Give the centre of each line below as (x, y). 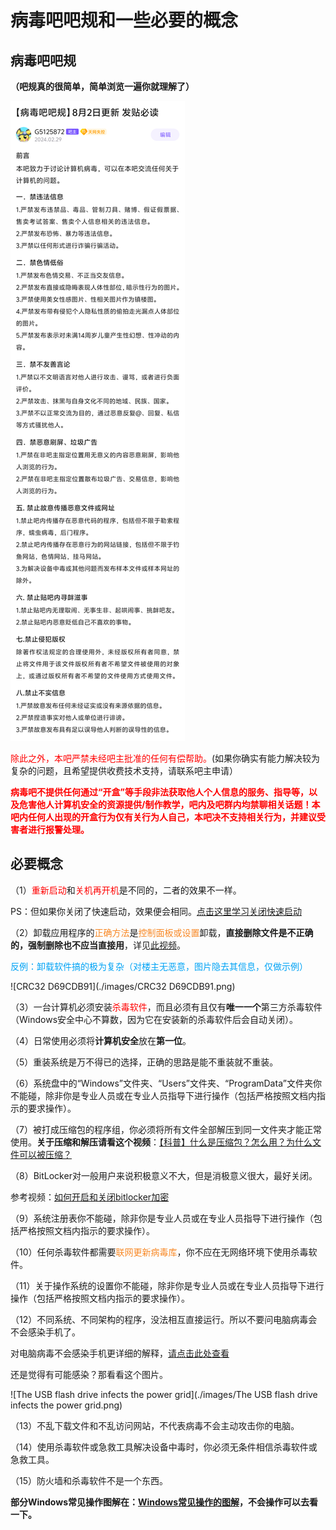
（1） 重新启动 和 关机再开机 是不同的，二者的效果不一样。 (126, 890)
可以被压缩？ (45, 1154)
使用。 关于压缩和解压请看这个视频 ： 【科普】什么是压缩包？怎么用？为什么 (161, 1142)
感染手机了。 (54, 1332)
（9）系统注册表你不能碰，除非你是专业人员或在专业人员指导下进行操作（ (162, 1218)
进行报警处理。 (58, 829)
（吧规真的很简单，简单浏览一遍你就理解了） (102, 86)
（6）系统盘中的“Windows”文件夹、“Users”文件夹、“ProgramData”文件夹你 (166, 1083)
